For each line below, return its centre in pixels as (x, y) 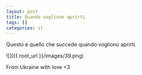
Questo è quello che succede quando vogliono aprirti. (71, 45)
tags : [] (17, 22)
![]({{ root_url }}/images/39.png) (45, 56)
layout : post (22, 11)
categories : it (25, 28)
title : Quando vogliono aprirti (46, 17)
